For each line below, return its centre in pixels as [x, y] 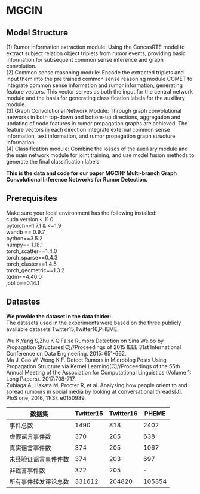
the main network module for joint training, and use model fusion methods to [100, 155]
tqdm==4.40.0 [24, 276]
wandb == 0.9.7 [26, 232]
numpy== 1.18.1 [24, 245]
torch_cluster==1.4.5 [31, 264]
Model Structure [37, 33]
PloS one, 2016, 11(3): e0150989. [46, 398]
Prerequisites [32, 198]
